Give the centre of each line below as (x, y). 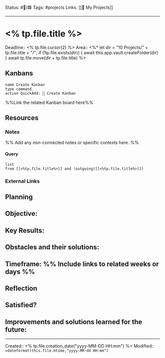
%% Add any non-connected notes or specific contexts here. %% (72, 143)
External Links (23, 181)
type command (18, 89)
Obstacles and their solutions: (52, 247)
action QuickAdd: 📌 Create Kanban (41, 93)
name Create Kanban (25, 85)
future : (16, 329)
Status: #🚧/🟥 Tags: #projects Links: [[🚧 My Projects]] (59, 7)
